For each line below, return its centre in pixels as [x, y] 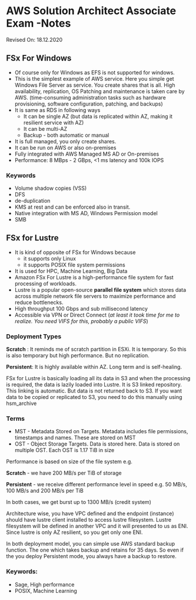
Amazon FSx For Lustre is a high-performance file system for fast [94, 277]
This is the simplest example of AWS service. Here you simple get [94, 78]
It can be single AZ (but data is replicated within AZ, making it [98, 116]
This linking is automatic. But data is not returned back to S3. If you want [94, 391]
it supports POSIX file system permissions [74, 265]
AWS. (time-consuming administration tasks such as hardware [90, 97]
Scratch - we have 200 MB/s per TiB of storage [64, 473]
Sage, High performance [44, 584]
